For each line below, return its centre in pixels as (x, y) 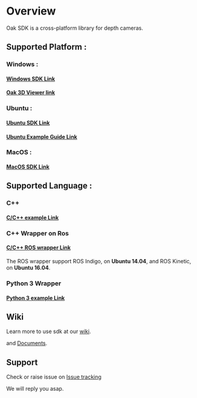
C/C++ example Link (33, 217)
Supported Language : (49, 186)
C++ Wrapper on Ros (38, 233)
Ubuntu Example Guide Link (42, 137)
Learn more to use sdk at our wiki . (49, 331)
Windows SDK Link (31, 79)
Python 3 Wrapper (34, 283)
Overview (31, 11)
